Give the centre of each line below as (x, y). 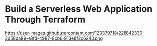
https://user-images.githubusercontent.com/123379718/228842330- (75, 33)
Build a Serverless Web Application (79, 9)
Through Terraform (45, 19)
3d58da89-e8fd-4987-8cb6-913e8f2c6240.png (54, 38)
